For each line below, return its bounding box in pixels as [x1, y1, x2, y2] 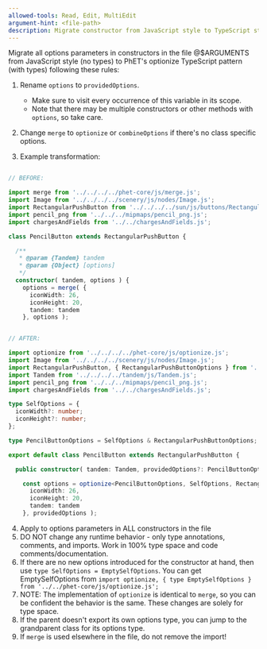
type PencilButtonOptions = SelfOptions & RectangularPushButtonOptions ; [8, 436, 258, 445]
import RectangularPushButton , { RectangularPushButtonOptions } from [8, 363, 247, 372]
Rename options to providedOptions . [19, 80, 140, 90]
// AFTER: [8, 334, 41, 342]
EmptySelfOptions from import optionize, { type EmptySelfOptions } [19, 574, 252, 584]
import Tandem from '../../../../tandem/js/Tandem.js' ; [8, 371, 197, 379]
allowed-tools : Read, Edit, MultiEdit [8, 11, 137, 20]
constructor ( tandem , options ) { [15, 276, 130, 284]
